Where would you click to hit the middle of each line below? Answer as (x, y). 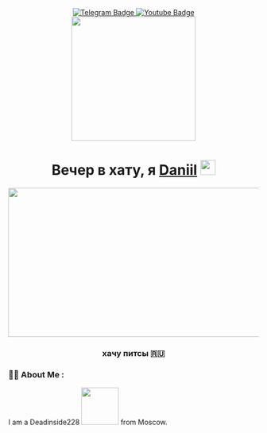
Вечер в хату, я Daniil (124, 170)
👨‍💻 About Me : (37, 374)
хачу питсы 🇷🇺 (133, 353)
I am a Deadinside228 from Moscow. (88, 422)
